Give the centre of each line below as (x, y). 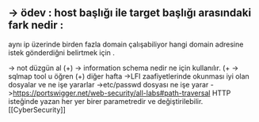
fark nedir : (36, 26)
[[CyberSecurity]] (37, 109)
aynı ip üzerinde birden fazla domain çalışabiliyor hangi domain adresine (126, 44)
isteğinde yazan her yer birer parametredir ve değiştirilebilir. (106, 101)
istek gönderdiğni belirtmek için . (61, 52)
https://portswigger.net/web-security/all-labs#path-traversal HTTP (122, 93)
